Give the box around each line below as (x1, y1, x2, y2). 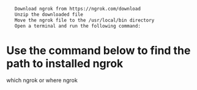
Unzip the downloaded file (14, 11, 84, 18)
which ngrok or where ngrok (6, 77, 78, 84)
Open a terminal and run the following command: (14, 23, 141, 29)
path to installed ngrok (6, 56, 124, 70)
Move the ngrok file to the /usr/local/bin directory (14, 17, 155, 23)
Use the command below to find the (6, 43, 191, 58)
